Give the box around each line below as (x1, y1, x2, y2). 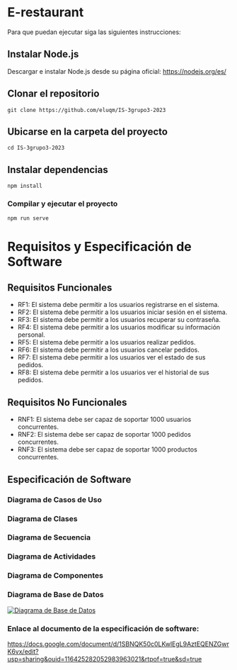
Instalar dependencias (7, 164, 108, 176)
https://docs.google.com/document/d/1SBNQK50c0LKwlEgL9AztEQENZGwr (7, 640, 230, 648)
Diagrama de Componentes (7, 571, 104, 581)
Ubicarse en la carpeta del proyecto (7, 125, 168, 138)
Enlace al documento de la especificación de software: (7, 623, 200, 633)
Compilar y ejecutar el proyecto (7, 199, 118, 209)
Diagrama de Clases (7, 513, 78, 523)
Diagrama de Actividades (7, 552, 96, 562)
